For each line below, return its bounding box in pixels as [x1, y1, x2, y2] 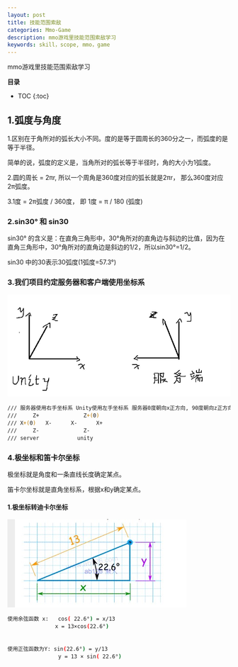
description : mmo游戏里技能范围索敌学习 [7, 34, 117, 41]
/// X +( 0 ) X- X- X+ [7, 420, 103, 427]
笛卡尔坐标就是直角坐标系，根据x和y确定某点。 [7, 486, 145, 494]
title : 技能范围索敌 [7, 18, 62, 26]
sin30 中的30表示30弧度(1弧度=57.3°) [7, 258, 117, 267]
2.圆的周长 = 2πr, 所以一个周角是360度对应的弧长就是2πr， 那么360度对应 [7, 173, 224, 181]
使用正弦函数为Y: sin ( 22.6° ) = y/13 [7, 645, 108, 652]
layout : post [7, 11, 46, 18]
